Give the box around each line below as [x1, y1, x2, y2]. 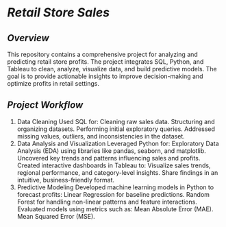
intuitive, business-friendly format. [16, 176, 115, 184]
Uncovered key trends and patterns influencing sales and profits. [16, 154, 201, 162]
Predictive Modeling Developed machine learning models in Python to [16, 183, 214, 191]
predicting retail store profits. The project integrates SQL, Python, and [7, 58, 204, 66]
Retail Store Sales [7, 5, 110, 21]
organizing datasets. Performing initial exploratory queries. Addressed [16, 125, 216, 133]
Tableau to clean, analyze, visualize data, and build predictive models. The [7, 65, 217, 73]
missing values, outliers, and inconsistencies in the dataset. [16, 132, 185, 140]
